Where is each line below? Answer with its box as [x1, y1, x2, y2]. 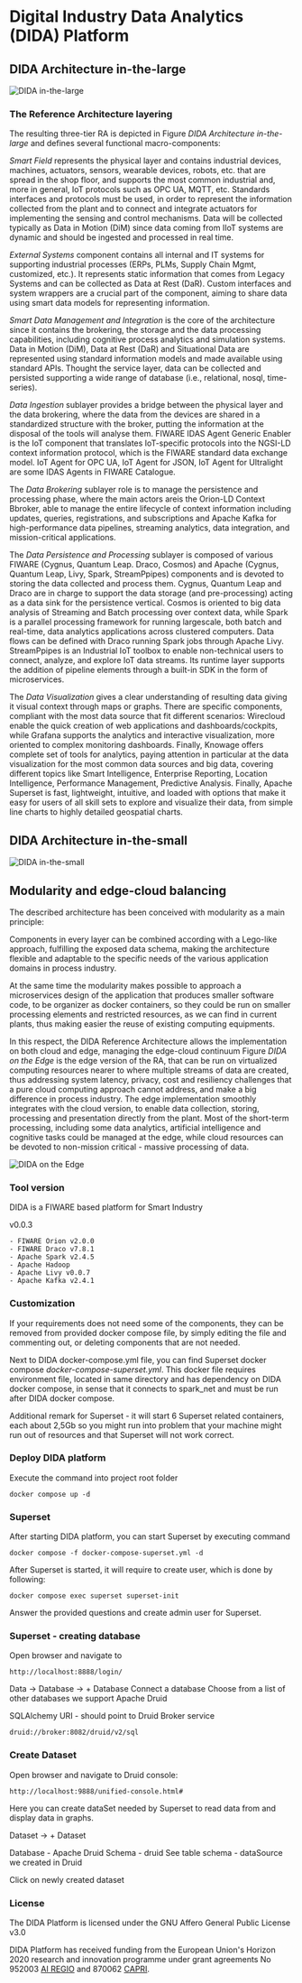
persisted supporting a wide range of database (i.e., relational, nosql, [9, 373, 266, 383]
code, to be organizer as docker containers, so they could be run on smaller [9, 999, 291, 1010]
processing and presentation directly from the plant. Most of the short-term [9, 1112, 289, 1123]
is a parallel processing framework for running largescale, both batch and [9, 616, 282, 628]
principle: [9, 916, 45, 927]
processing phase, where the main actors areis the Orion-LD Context [9, 493, 266, 504]
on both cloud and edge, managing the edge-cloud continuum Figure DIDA [9, 1045, 287, 1056]
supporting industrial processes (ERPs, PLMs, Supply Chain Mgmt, [9, 259, 257, 270]
